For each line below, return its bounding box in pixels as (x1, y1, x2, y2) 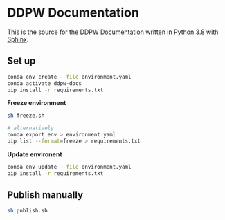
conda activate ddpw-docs (7, 80, 82, 87)
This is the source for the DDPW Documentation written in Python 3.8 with (7, 28, 219, 36)
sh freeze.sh (7, 112, 45, 119)
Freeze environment (7, 99, 66, 107)
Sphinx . (7, 35, 29, 43)
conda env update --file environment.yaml (7, 163, 132, 170)
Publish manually (7, 189, 84, 201)
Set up (7, 55, 36, 67)
